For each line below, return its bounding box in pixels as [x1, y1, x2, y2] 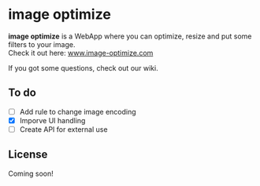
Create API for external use [19, 124, 108, 134]
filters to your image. [8, 39, 76, 49]
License [8, 148, 48, 162]
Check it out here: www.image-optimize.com [8, 48, 154, 57]
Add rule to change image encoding [19, 107, 136, 116]
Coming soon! [8, 169, 54, 178]
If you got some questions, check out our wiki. [8, 63, 159, 72]
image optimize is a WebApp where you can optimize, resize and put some [8, 31, 252, 41]
